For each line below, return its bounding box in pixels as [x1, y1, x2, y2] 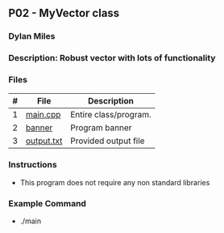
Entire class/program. [69, 108, 151, 120]
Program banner [69, 121, 132, 133]
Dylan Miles [8, 31, 56, 42]
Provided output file [69, 135, 145, 146]
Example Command [8, 197, 87, 209]
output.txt [25, 135, 63, 146]
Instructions [8, 159, 58, 171]
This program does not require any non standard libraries [19, 177, 210, 187]
